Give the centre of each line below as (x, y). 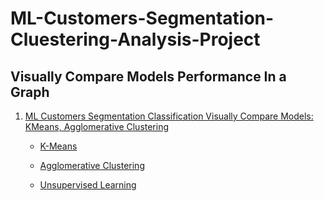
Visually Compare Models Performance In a (148, 76)
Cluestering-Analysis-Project (135, 39)
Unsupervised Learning (88, 185)
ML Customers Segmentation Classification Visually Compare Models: (169, 116)
